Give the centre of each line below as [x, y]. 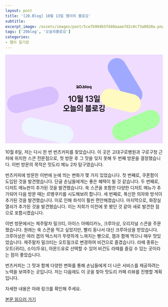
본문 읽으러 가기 [21, 299]
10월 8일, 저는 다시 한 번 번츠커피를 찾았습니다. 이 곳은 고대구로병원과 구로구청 [81, 152]
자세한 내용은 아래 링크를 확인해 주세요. [43, 289]
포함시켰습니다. [29, 213]
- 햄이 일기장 [17, 43]
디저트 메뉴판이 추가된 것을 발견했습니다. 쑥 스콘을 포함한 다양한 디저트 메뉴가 [80, 188]
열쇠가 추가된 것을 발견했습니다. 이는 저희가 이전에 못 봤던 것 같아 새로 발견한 [80, 207]
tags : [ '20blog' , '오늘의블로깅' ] [38, 32]
